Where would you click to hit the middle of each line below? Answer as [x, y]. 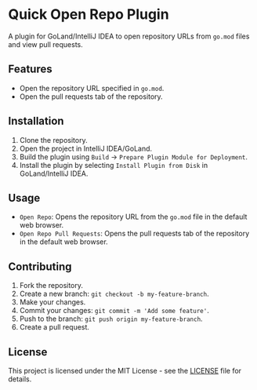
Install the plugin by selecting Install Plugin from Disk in [114, 165]
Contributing [40, 266]
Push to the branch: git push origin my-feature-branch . [111, 319]
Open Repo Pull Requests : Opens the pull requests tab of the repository [134, 234]
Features [30, 69]
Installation [36, 121]
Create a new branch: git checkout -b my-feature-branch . [114, 294]
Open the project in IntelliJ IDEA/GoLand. [86, 148]
